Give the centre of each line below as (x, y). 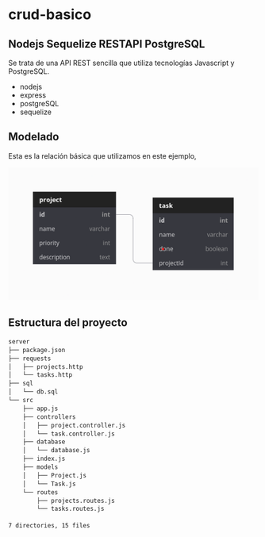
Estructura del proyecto (68, 322)
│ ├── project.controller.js (74, 425)
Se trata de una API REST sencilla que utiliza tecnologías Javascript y (121, 63)
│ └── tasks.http (40, 375)
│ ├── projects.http (46, 366)
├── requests (30, 359)
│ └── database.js (56, 451)
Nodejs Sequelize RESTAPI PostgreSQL (107, 44)
